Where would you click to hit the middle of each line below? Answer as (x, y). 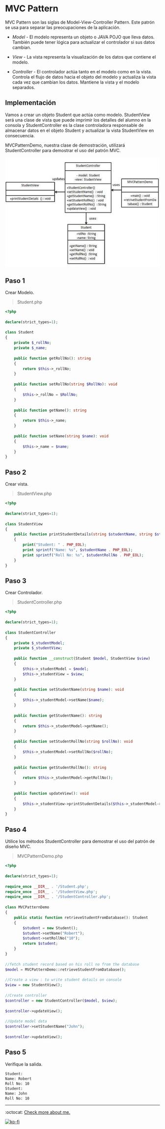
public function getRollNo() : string (53, 358)
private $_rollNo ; (33, 343)
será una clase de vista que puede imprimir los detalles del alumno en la (78, 120)
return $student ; (40, 944)
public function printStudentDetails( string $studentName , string (83, 534)
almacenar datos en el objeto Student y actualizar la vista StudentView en (80, 130)
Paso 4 (16, 829)
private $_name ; (31, 348)
